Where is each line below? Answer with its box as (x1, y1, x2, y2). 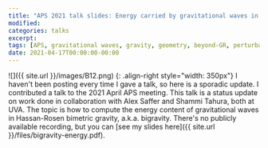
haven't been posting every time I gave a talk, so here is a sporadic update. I (8, 79, 259, 89)
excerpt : (8, 34, 37, 42)
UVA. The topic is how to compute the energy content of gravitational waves (8, 105, 259, 114)
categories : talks (8, 26, 69, 34)
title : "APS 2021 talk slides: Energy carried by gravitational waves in (8, 11, 259, 20)
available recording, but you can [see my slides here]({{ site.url (8, 122, 215, 131)
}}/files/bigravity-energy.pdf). (8, 130, 105, 140)
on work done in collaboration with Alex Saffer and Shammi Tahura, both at (8, 97, 255, 106)
